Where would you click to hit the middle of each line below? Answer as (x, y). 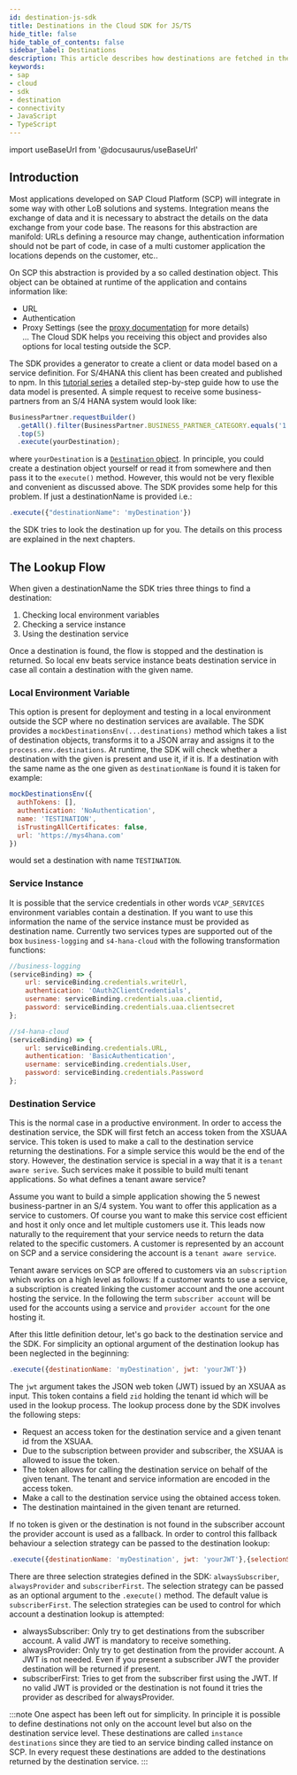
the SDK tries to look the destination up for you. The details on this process (146, 530)
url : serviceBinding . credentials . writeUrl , (107, 983)
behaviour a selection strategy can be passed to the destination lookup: (140, 1544)
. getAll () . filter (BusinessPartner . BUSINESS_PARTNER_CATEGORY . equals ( (148, 425)
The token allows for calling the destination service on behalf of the (145, 1470)
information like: (38, 291)
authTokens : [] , (47, 803)
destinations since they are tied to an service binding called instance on (141, 1743)
